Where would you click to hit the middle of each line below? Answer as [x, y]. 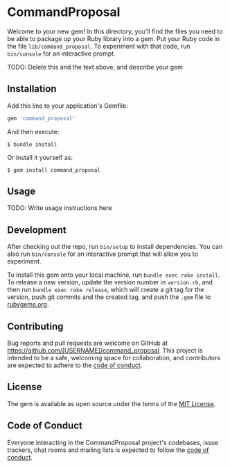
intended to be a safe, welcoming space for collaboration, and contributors [114, 358]
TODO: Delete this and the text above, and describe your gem [95, 67]
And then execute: [33, 131]
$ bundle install [32, 144]
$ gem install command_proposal [54, 170]
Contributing [35, 326]
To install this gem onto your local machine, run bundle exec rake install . [114, 275]
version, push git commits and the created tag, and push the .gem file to [109, 297]
